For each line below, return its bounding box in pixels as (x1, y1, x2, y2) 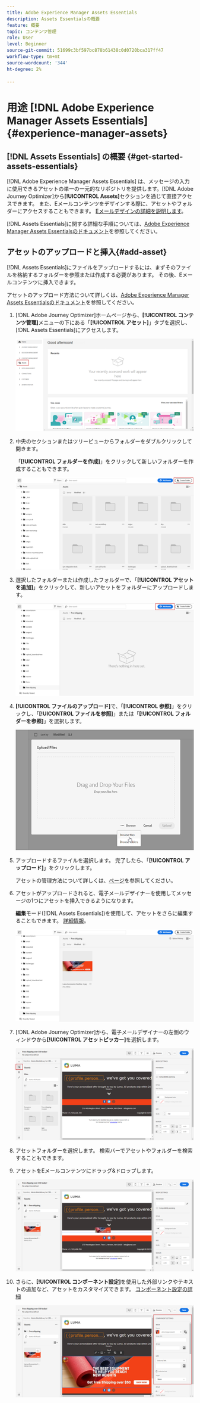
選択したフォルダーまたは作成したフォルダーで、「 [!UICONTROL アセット (15, 576, 194, 583)
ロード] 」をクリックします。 (26, 864, 96, 871)
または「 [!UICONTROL (118, 710, 174, 717)
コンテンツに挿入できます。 (11, 279, 80, 286)
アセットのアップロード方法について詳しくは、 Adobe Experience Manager (7, 291, 189, 299)
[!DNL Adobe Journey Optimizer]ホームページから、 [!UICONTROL (15, 312, 177, 319)
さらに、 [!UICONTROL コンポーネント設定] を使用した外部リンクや (15, 1278, 179, 1286)
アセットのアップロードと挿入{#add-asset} (7, 247, 167, 257)
